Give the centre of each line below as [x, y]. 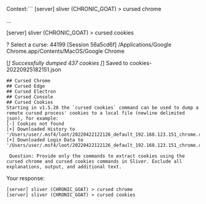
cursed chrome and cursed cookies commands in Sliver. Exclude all [94, 162]
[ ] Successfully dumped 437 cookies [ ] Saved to [67, 63]
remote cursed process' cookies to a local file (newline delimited [96, 113]
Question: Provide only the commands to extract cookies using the [97, 156]
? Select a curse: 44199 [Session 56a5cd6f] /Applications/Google [89, 45]
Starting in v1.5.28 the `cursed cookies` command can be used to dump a [103, 108]
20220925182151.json [34, 69]
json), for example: [33, 119]
